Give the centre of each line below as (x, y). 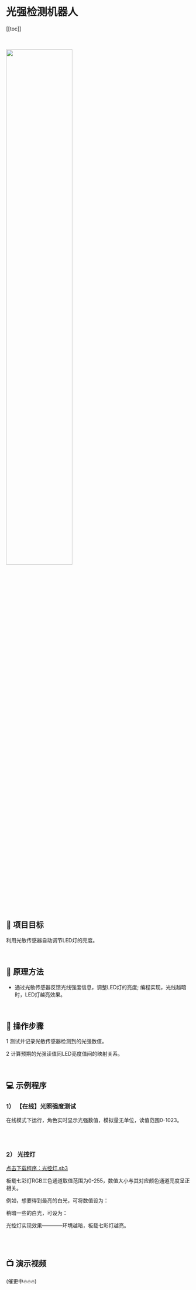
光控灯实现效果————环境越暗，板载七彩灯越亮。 (68, 1225)
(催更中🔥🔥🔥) (21, 1281)
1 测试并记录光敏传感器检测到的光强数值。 (56, 1041)
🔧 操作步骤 (25, 1026)
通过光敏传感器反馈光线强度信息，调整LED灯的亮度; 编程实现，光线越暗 (100, 987)
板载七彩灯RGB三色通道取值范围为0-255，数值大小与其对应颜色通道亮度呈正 (98, 1181)
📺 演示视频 (26, 1263)
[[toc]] (14, 28)
